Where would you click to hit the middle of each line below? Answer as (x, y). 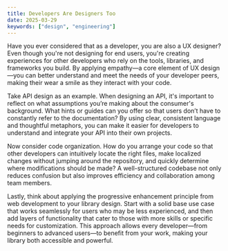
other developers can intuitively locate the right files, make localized (104, 154)
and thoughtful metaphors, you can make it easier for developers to (103, 126)
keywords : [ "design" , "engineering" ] (61, 26)
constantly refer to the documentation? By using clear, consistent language (114, 118)
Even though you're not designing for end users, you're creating (98, 53)
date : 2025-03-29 (32, 20)
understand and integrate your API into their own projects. (90, 133)
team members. (29, 183)
